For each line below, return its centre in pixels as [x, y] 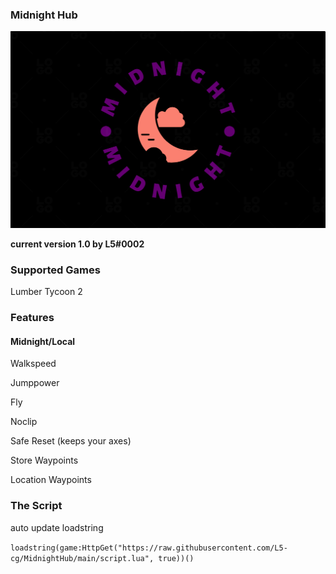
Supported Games [55, 270]
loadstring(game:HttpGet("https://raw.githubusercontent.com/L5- [149, 548]
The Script [36, 506]
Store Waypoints [44, 460]
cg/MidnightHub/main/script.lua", [82, 558]
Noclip [24, 422]
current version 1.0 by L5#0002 [77, 244]
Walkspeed [33, 364]
